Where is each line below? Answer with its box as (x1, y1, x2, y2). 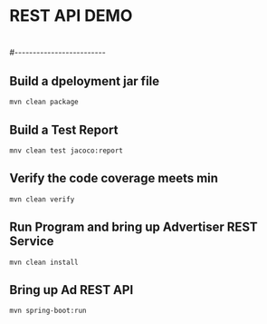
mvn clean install (9, 258, 79, 267)
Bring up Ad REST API (9, 282, 134, 298)
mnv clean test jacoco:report (9, 146, 124, 155)
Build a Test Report (9, 122, 119, 137)
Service (9, 233, 54, 250)
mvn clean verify (9, 194, 75, 204)
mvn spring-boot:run (9, 306, 88, 316)
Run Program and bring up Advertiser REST (9, 220, 258, 235)
